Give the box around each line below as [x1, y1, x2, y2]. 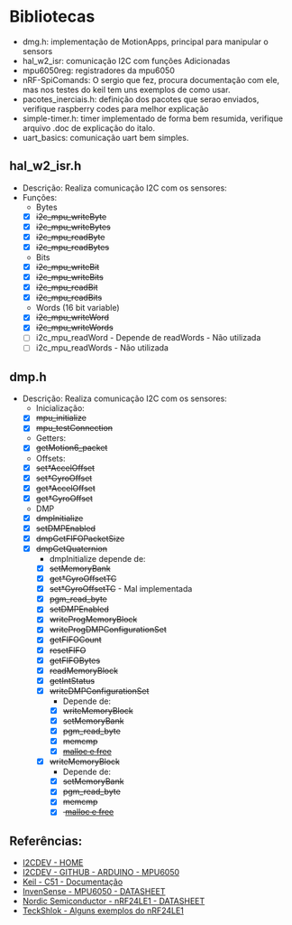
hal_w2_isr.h [9, 158, 82, 173]
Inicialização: [35, 403, 86, 414]
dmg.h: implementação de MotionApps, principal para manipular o [22, 36, 269, 47]
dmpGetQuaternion [35, 543, 108, 554]
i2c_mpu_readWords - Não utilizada [35, 342, 169, 353]
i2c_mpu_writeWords [35, 322, 114, 333]
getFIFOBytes [49, 655, 101, 666]
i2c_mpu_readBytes [35, 241, 110, 252]
